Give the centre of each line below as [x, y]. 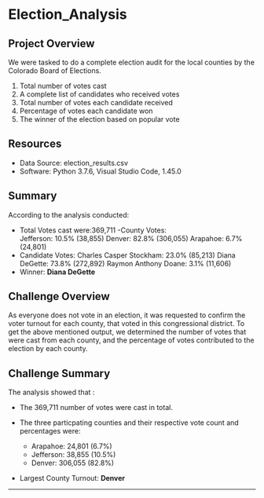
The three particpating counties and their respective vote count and [129, 423]
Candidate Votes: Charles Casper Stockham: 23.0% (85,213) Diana [127, 255]
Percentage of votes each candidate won [86, 111]
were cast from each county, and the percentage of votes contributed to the [131, 340]
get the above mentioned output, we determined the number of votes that [127, 332]
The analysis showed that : [51, 392]
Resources [35, 144]
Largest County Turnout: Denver [72, 478]
